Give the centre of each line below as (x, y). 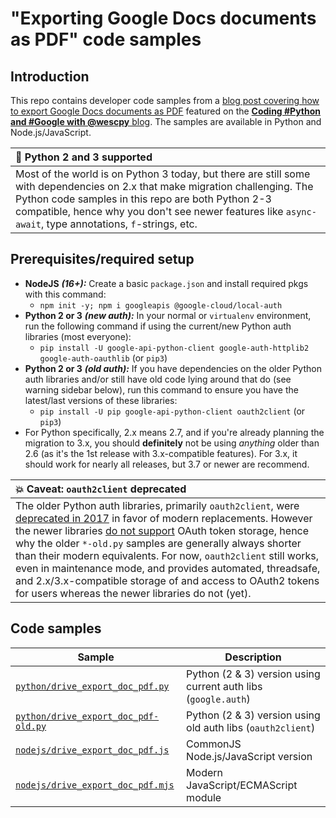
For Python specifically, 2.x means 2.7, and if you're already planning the (174, 432)
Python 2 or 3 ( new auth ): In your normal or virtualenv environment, (168, 315)
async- (301, 212)
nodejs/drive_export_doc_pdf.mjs (95, 785)
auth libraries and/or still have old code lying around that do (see (158, 379)
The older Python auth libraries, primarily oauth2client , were (157, 505)
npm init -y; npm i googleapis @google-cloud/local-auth (161, 305)
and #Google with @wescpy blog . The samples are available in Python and (166, 121)
